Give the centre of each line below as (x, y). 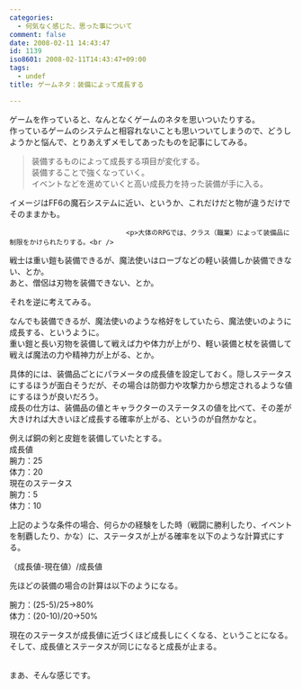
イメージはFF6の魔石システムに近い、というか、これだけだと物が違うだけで (150, 203)
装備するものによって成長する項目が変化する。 (118, 161)
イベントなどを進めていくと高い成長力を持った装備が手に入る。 (149, 183)
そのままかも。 (37, 213)
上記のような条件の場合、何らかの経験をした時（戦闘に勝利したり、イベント (151, 524)
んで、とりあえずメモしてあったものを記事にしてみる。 (150, 141)
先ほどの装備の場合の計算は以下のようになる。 (96, 585)
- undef (32, 77)
